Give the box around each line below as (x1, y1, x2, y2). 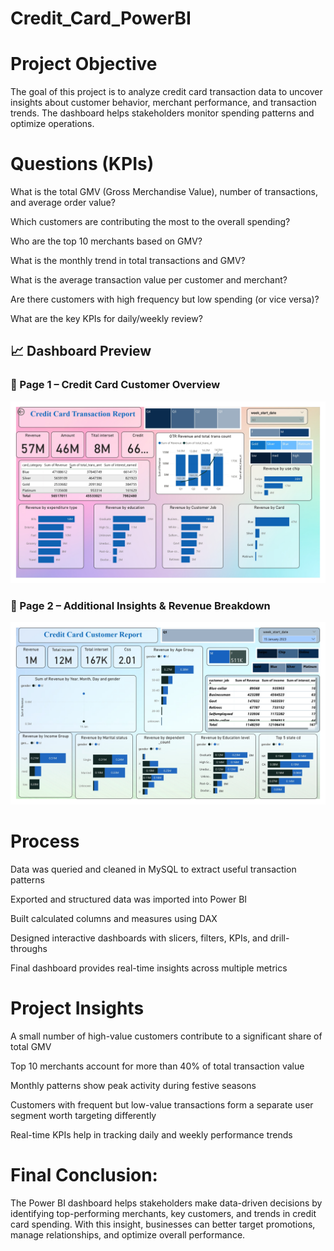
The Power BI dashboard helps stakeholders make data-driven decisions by (10, 1197, 323, 1209)
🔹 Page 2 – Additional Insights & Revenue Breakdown (10, 599, 271, 613)
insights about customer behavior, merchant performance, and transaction (10, 97, 317, 109)
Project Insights (10, 997, 145, 1019)
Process (10, 830, 80, 852)
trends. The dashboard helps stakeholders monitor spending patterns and (10, 107, 315, 119)
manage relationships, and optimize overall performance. (10, 1228, 246, 1241)
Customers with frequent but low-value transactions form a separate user (10, 1098, 314, 1111)
